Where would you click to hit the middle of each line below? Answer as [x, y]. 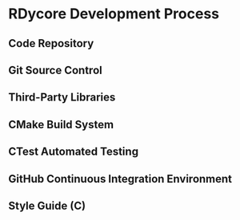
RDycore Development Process [114, 14]
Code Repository [51, 43]
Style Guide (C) [47, 205]
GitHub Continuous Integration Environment [120, 179]
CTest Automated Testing [73, 152]
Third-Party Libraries [62, 98]
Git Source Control [55, 70]
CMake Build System [61, 124]
